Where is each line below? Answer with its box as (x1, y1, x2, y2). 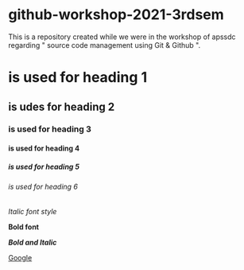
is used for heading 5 (8, 162, 79, 171)
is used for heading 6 (8, 182, 78, 191)
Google (8, 252, 33, 262)
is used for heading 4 (8, 143, 80, 153)
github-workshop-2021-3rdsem (8, 6, 224, 24)
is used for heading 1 (8, 68, 148, 87)
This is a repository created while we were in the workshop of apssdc (8, 32, 236, 41)
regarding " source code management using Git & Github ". (8, 40, 201, 49)
